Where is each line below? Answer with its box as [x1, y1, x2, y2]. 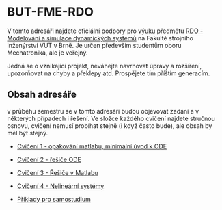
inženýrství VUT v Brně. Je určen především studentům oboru [7, 41, 182, 49]
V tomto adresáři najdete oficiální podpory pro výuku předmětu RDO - [7, 27, 204, 35]
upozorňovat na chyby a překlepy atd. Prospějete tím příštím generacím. [7, 69, 210, 77]
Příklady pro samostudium [16, 195, 91, 203]
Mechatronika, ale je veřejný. [7, 49, 88, 57]
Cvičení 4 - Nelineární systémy [16, 182, 105, 190]
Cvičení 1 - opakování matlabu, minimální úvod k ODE [16, 142, 167, 150]
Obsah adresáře [7, 89, 77, 101]
